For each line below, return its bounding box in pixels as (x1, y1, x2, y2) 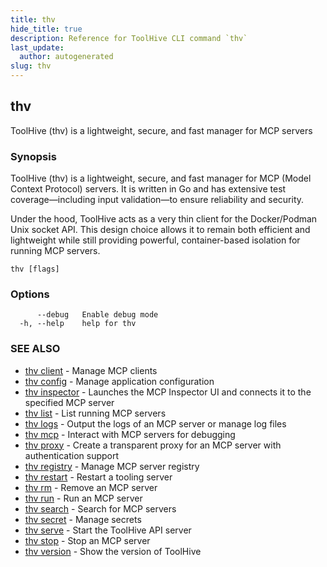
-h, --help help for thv (19, 319, 137, 329)
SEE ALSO (10, 342, 61, 356)
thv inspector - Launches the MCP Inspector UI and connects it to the (24, 386, 312, 398)
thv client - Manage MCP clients (24, 364, 158, 376)
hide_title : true (10, 24, 83, 34)
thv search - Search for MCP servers (24, 502, 177, 515)
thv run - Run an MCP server (24, 492, 143, 504)
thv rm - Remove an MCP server (24, 481, 158, 493)
